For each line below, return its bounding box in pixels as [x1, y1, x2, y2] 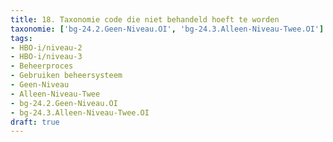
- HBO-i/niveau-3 [10, 52, 83, 62]
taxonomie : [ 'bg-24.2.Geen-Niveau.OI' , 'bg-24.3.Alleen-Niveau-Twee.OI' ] [10, 24, 325, 34]
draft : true [10, 117, 60, 127]
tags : [10, 33, 33, 43]
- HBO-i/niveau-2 [10, 42, 83, 53]
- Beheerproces [10, 61, 74, 71]
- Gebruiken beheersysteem [10, 71, 123, 81]
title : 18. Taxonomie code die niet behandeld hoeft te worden [10, 14, 280, 25]
